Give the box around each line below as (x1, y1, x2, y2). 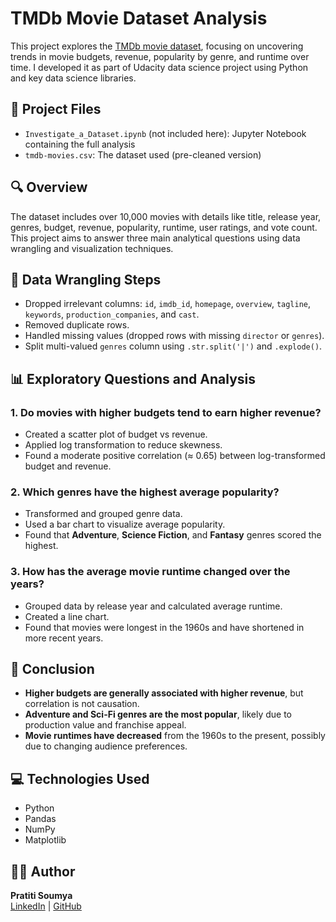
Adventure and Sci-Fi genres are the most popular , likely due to (24, 708, 293, 721)
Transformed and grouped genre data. (24, 508, 183, 520)
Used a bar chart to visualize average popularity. (24, 518, 226, 531)
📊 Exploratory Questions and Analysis (10, 370, 257, 387)
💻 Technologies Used (10, 770, 150, 787)
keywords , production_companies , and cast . (24, 308, 200, 321)
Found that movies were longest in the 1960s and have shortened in (24, 621, 305, 633)
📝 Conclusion (10, 661, 95, 678)
